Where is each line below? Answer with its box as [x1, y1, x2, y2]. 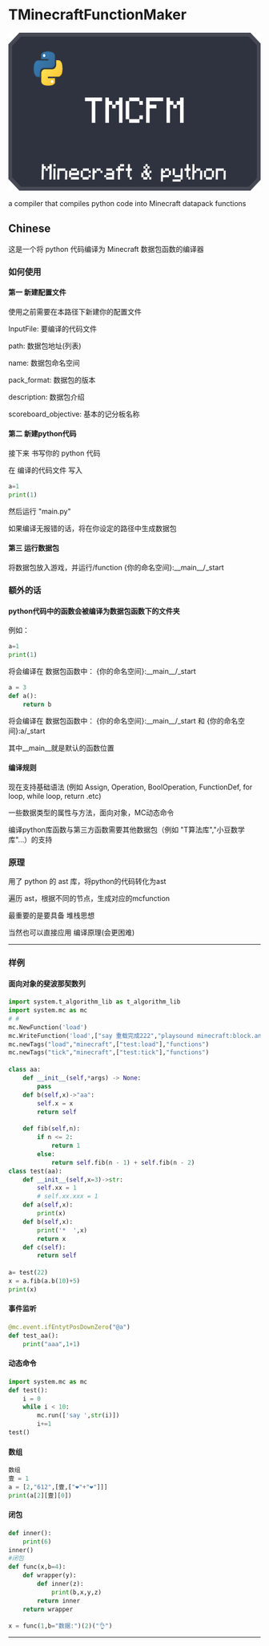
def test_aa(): [8, 1332, 59, 1340]
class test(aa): [8, 1167, 62, 1175]
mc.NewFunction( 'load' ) [8, 1023, 88, 1032]
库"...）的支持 [8, 834, 53, 844]
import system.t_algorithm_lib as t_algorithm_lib [8, 998, 181, 1006]
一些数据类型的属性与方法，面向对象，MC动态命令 [8, 808, 175, 817]
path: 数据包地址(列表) [8, 341, 82, 351]
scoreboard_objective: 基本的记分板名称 [8, 409, 140, 419]
